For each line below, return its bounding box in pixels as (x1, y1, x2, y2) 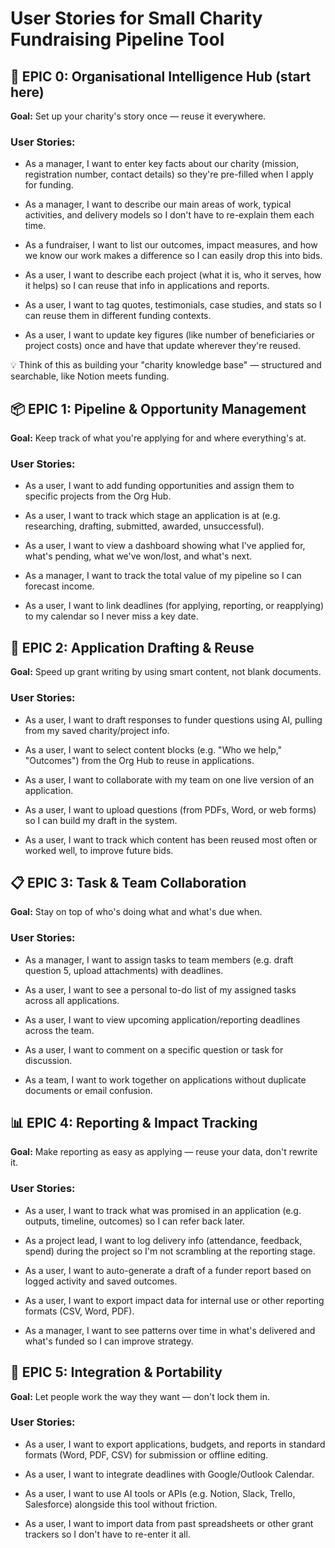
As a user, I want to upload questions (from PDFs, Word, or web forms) (24, 803, 317, 816)
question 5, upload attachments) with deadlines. (24, 964, 224, 976)
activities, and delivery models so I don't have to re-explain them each (24, 209, 315, 221)
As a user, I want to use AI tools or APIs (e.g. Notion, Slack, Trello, (24, 1487, 296, 1499)
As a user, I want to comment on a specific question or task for (24, 1043, 284, 1056)
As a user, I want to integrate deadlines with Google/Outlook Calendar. (24, 1468, 315, 1480)
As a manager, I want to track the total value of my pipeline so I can (24, 570, 302, 582)
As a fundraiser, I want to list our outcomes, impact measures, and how (24, 239, 318, 251)
